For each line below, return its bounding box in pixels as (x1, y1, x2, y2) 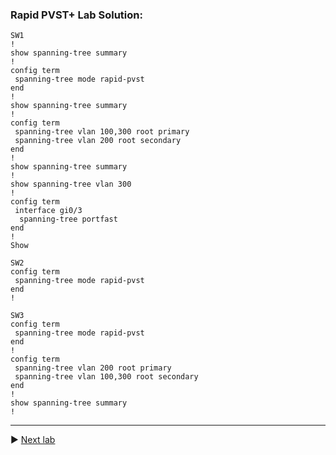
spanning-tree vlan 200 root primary (14, 363, 172, 373)
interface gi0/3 (14, 206, 83, 216)
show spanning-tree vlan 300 (10, 179, 132, 190)
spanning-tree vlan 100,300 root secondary (14, 372, 199, 382)
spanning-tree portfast (19, 214, 118, 225)
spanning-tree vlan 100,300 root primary (14, 127, 190, 137)
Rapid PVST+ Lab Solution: (10, 8, 143, 22)
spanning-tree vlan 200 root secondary (14, 136, 182, 146)
